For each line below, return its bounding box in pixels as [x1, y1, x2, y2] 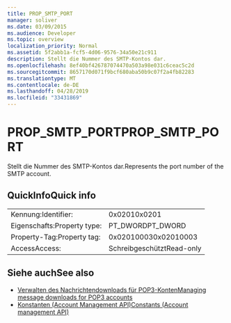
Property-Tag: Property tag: [10, 232, 101, 242]
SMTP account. [7, 169, 51, 178]
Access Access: [10, 243, 61, 253]
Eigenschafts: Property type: [10, 221, 102, 230]
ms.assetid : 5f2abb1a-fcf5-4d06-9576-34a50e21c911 [7, 49, 157, 56]
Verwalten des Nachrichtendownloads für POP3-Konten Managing [17, 285, 207, 294]
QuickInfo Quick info [7, 189, 96, 202]
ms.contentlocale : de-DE [7, 81, 79, 88]
